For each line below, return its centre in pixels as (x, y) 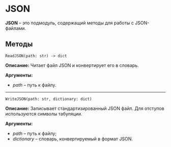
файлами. (16, 28)
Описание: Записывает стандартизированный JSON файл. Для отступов (85, 108)
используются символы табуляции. (44, 114)
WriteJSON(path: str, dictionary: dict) (49, 99)
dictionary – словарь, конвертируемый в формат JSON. (73, 139)
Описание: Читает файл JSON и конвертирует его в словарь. (72, 65)
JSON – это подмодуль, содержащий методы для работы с (69, 23)
